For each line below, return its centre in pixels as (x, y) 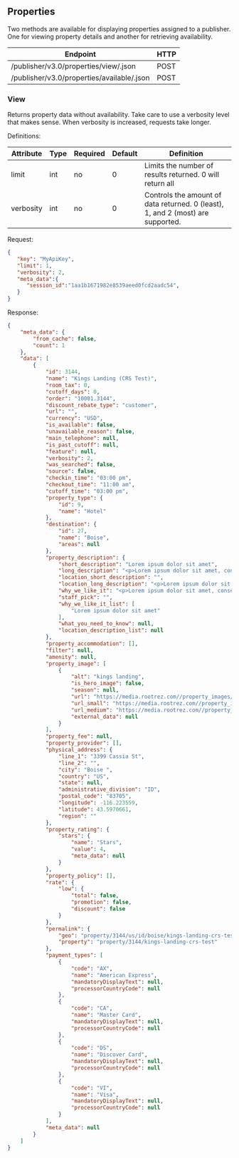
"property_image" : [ (76, 663)
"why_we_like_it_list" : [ (96, 604)
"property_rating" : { (78, 829)
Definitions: (24, 136)
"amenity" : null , (71, 657)
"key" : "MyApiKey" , (46, 259)
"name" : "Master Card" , (106, 1015)
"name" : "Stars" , (96, 843)
